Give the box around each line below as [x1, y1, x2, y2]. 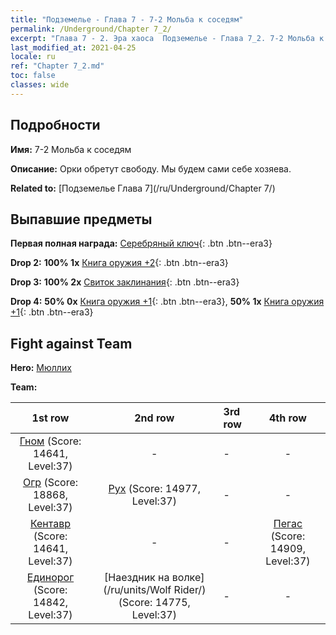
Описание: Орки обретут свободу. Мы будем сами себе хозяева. [10, 162, 292, 175]
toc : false [10, 71, 56, 81]
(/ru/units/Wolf [103, 583, 172, 597]
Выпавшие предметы [10, 211, 153, 228]
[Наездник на [104, 571, 170, 585]
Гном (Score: [19, 434, 82, 448]
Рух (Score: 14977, [108, 482, 201, 496]
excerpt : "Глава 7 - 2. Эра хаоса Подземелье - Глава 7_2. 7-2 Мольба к [10, 33, 325, 43]
